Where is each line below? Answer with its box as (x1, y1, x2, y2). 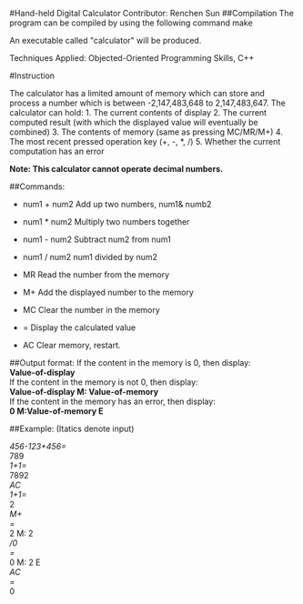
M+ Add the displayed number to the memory (22, 287, 194, 297)
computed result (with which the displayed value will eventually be (9, 117, 258, 127)
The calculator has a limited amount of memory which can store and (9, 88, 266, 98)
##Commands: (9, 181, 66, 192)
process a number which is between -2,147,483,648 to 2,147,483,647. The (9, 97, 287, 108)
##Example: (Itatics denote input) (9, 423, 135, 434)
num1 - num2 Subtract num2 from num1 (22, 234, 171, 245)
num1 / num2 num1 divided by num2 (22, 252, 157, 262)
